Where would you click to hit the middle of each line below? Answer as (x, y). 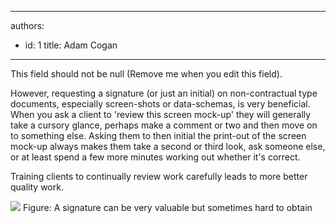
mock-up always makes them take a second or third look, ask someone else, (168, 146)
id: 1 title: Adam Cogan (71, 45)
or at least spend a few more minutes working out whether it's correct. (155, 157)
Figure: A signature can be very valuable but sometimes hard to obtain (167, 207)
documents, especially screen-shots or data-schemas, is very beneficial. (160, 104)
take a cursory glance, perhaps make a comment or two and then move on (164, 125)
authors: (27, 25)
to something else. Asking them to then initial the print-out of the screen (158, 135)
